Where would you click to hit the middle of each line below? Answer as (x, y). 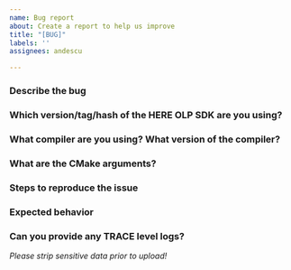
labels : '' (30, 43)
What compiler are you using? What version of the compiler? (145, 139)
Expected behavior (52, 211)
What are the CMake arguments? (83, 163)
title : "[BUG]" (38, 34)
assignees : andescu (46, 51)
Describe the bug (48, 91)
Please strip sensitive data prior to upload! (88, 256)
